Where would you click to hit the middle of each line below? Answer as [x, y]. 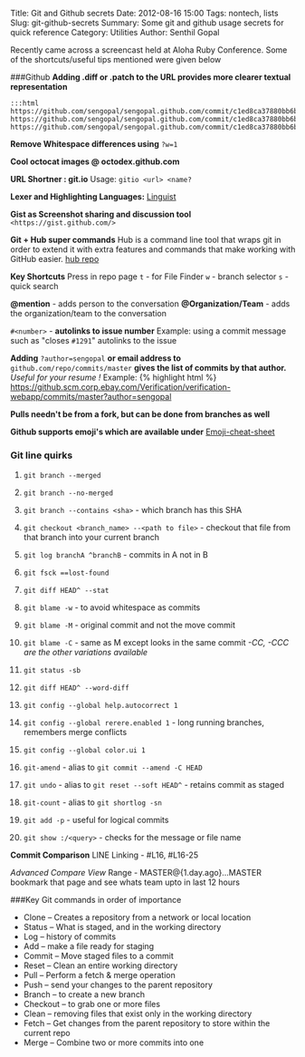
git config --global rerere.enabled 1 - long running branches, [144, 722]
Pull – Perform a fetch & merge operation [99, 975]
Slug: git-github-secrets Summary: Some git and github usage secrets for [147, 23]
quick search [34, 286]
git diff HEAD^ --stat [66, 591]
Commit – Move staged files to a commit [99, 956]
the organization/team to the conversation [88, 313]
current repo [47, 1033]
